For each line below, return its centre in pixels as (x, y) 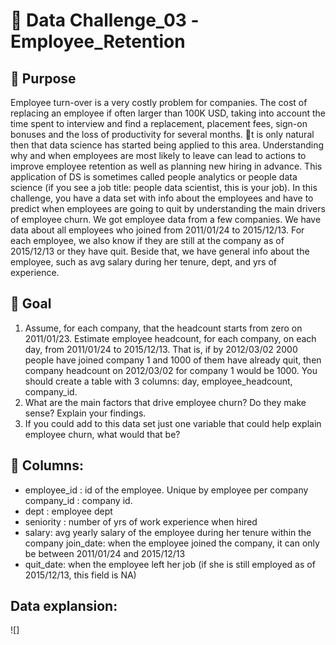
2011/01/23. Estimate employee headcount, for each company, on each (170, 338)
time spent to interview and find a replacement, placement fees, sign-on (159, 123)
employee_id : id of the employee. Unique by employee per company (166, 490)
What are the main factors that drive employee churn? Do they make (165, 402)
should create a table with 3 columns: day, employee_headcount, (158, 381)
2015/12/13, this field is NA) (80, 575)
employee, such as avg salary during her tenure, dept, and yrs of (144, 262)
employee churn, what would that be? (102, 434)
